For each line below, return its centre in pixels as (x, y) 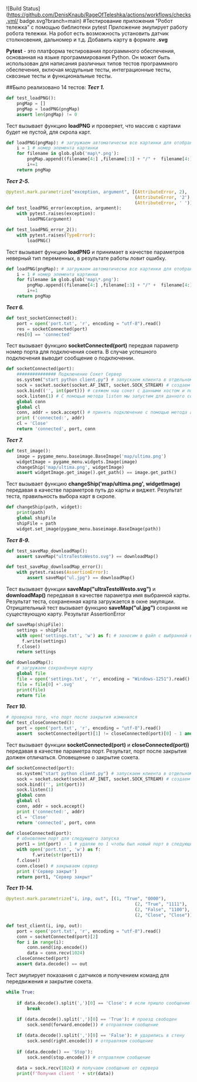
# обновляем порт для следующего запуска (68, 838)
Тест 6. (15, 307)
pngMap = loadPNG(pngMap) (48, 109)
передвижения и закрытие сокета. (50, 981)
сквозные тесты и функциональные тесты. (59, 76)
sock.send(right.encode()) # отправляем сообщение (90, 1041)
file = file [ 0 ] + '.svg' (46, 684)
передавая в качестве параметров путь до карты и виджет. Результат (94, 490)
